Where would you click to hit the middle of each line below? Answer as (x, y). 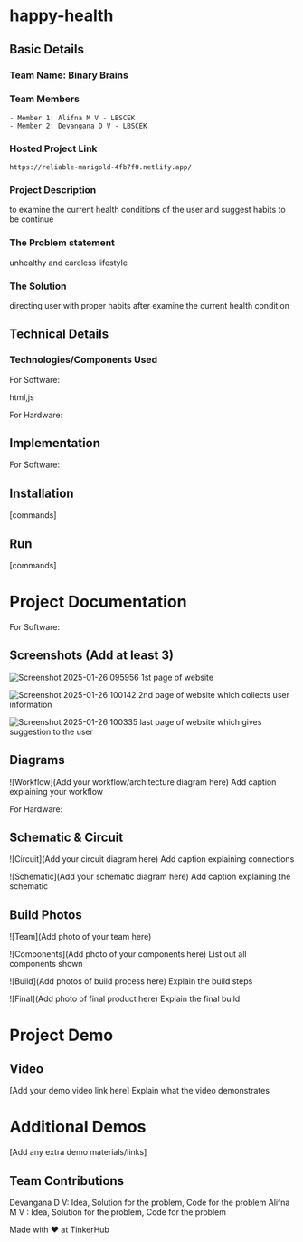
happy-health (62, 16)
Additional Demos (78, 1127)
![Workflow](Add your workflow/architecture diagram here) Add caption (143, 782)
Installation (42, 493)
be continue (32, 219)
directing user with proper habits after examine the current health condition (149, 305)
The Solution (38, 286)
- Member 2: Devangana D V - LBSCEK (78, 126)
